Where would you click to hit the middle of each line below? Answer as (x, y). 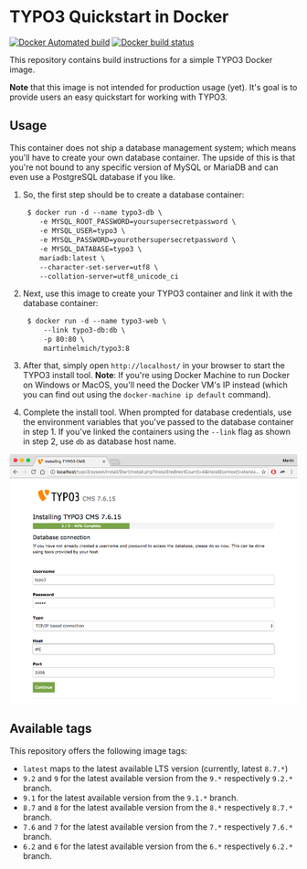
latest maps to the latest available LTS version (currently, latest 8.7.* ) (155, 768)
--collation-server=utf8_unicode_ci (109, 276)
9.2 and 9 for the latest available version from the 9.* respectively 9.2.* (158, 778)
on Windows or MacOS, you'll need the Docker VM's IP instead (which (155, 385)
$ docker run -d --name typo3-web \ (97, 321)
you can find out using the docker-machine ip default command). (147, 394)
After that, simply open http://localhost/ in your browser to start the (153, 365)
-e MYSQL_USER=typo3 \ (83, 230)
